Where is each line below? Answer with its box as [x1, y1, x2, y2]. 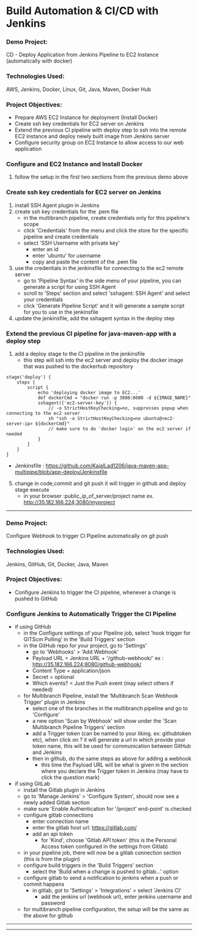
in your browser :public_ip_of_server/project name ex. [23, 492, 154, 499]
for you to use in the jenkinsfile [23, 308, 98, 316]
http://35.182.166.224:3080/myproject [23, 498, 115, 506]
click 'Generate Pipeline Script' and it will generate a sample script [23, 302, 184, 309]
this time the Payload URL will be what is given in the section [41, 761, 189, 769]
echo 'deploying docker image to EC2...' [37, 389, 141, 395]
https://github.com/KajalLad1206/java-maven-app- [45, 462, 169, 469]
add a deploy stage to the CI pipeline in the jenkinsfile [14, 350, 146, 357]
